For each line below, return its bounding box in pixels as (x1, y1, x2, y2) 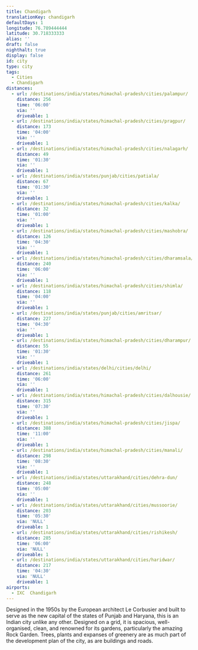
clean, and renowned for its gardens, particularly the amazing (33, 625, 183, 632)
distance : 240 (16, 261, 51, 267)
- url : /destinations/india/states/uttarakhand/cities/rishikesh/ (11, 530, 178, 536)
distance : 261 (16, 370, 51, 376)
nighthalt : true (6, 47, 46, 53)
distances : (6, 86, 33, 91)
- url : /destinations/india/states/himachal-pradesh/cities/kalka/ (11, 201, 181, 206)
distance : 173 (16, 124, 51, 130)
